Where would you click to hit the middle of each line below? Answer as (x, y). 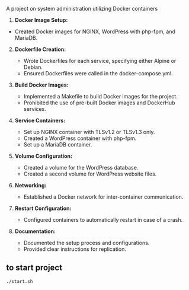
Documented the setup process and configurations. (87, 243)
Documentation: (35, 231)
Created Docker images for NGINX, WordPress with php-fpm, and (95, 31)
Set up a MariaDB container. (58, 144)
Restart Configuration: (43, 208)
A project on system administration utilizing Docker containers (82, 9)
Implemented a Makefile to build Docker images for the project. (100, 96)
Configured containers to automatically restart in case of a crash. (103, 220)
